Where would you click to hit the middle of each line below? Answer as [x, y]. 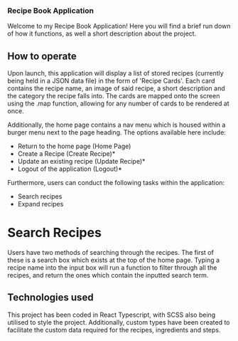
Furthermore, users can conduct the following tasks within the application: [116, 183]
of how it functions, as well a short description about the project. [102, 33]
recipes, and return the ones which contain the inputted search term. [108, 276]
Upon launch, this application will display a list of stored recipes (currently [115, 73]
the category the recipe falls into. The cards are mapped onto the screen [114, 96]
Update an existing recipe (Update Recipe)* [81, 162]
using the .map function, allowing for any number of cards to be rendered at [118, 104]
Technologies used [50, 298]
